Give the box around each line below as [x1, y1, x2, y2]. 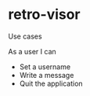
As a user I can [8, 46, 56, 56]
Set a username [19, 61, 71, 72]
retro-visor [8, 6, 81, 24]
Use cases [8, 31, 42, 41]
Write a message [19, 70, 74, 79]
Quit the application [19, 79, 84, 88]
